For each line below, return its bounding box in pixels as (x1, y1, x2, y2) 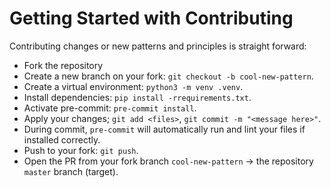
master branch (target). (23, 165, 119, 177)
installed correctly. (23, 133, 101, 146)
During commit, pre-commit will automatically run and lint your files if (23, 123, 306, 135)
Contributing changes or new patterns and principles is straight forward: (9, 40, 307, 52)
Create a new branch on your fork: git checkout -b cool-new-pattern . (23, 70, 314, 82)
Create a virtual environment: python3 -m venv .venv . (23, 80, 244, 92)
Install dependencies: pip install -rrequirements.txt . (23, 91, 252, 103)
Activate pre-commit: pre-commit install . (23, 102, 197, 114)
